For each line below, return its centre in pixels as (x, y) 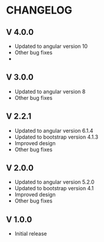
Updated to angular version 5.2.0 (54, 182)
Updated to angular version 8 (50, 91)
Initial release (31, 234)
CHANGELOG (39, 10)
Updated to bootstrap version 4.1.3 (56, 137)
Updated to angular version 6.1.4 (54, 130)
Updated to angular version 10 (51, 46)
